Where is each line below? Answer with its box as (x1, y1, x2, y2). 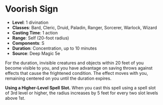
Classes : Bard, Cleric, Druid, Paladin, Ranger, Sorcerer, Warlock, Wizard (12, 24, 157, 30)
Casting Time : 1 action (12, 30, 58, 35)
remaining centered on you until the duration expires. (5, 75, 112, 81)
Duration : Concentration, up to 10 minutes (12, 45, 97, 51)
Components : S (12, 40, 45, 46)
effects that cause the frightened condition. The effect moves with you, (5, 70, 148, 76)
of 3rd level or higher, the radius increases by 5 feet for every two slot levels (5, 90, 159, 96)
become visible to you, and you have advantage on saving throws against (5, 65, 153, 71)
